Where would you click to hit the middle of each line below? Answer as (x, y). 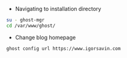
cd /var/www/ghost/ (31, 26)
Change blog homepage (45, 37)
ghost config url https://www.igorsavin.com (63, 48)
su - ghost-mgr (26, 20)
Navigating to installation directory (58, 9)
